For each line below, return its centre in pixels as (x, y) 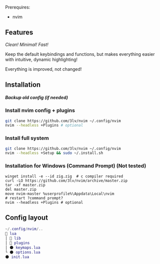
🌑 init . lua (17, 257)
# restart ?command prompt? (34, 198)
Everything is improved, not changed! (43, 69)
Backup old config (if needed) (37, 97)
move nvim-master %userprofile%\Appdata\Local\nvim (60, 194)
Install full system (27, 138)
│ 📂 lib (13, 239)
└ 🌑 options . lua (23, 252)
